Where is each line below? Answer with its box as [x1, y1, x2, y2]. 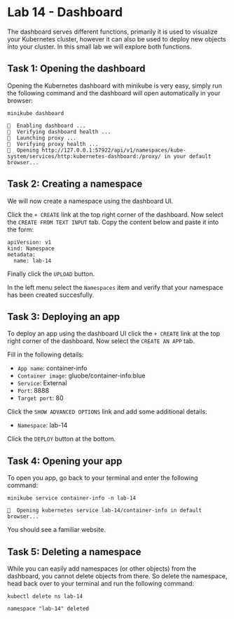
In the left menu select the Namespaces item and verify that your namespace [7, 283, 223, 291]
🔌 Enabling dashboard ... [7, 122, 86, 129]
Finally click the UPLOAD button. [7, 269, 95, 278]
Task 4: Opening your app [7, 455, 123, 467]
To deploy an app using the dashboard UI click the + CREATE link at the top [7, 329, 221, 338]
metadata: [7, 251, 36, 258]
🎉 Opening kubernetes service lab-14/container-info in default [7, 507, 202, 514]
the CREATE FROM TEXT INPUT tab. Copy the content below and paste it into [7, 218, 219, 226]
